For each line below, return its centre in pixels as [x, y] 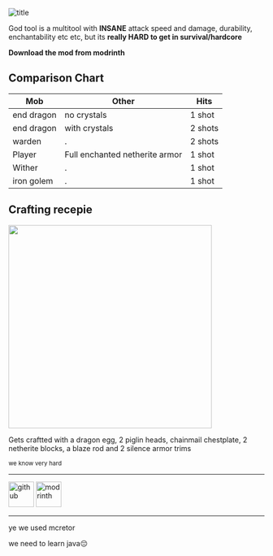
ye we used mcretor [42, 528]
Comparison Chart [56, 78]
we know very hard [35, 463]
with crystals [89, 128]
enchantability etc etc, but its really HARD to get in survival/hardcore [125, 37]
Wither [25, 167]
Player [24, 154]
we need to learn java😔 [48, 543]
